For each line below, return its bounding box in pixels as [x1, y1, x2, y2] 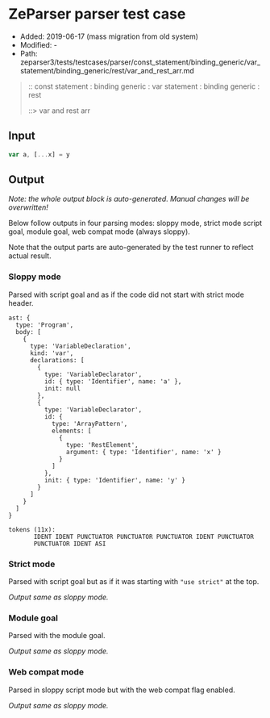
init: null [44, 384, 81, 392]
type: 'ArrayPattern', [51, 420, 128, 428]
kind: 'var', [29, 349, 74, 357]
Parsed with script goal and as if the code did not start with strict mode [8, 290, 244, 299]
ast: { [8, 314, 31, 322]
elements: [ [51, 427, 92, 435]
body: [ [15, 328, 42, 336]
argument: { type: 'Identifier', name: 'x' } [65, 448, 222, 456]
